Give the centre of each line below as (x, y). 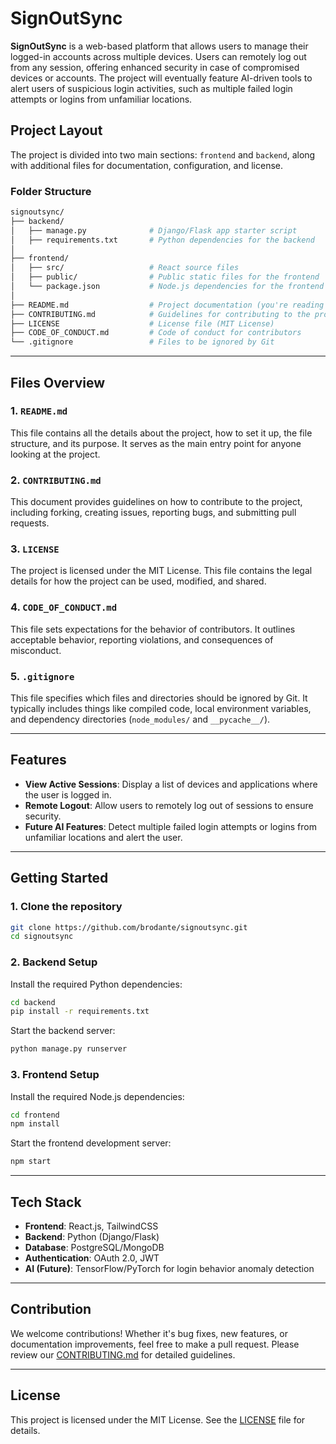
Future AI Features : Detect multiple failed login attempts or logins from (170, 826)
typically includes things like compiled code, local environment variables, (161, 709)
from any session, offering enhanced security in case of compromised (155, 67)
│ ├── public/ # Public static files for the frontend (165, 277)
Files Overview (58, 382)
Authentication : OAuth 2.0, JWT (92, 1258)
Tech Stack (46, 1202)
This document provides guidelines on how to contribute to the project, (156, 502)
